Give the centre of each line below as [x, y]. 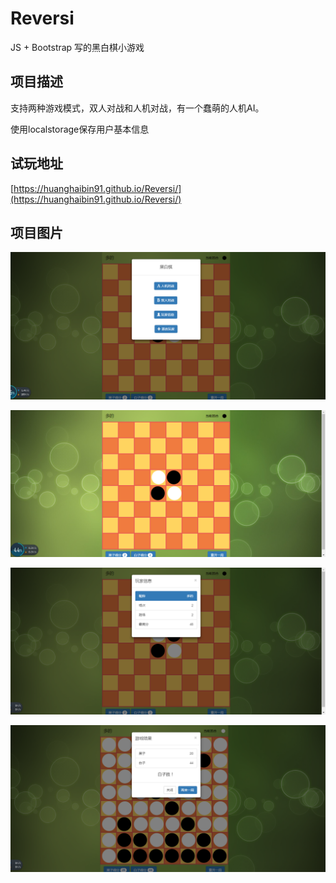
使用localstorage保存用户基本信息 [80, 129]
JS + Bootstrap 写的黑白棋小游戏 [77, 47]
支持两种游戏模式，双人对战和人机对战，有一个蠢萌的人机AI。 [137, 108]
